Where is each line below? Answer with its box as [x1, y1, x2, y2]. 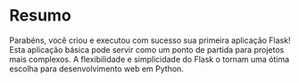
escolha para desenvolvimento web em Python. [9, 63, 185, 74]
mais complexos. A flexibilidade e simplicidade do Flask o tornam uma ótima [9, 54, 290, 64]
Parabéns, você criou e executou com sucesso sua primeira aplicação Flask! [9, 35, 291, 46]
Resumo [9, 5, 71, 26]
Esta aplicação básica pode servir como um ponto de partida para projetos [9, 44, 285, 54]
